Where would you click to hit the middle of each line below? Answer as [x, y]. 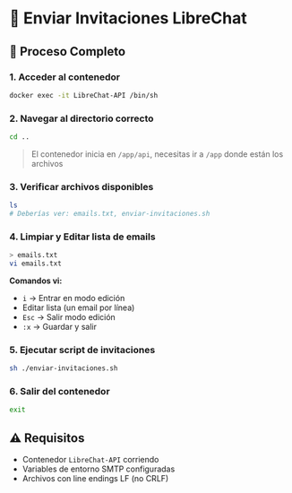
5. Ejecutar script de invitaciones [82, 350]
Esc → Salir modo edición [69, 317]
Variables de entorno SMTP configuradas [99, 469]
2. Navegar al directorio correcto [82, 118]
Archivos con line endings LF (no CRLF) [95, 479]
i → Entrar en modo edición [73, 298]
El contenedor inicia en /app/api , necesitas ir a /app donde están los [157, 154]
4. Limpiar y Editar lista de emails [82, 237]
